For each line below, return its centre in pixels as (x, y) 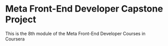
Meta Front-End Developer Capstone (84, 9)
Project (21, 19)
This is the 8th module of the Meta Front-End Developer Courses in (75, 33)
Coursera (15, 39)
